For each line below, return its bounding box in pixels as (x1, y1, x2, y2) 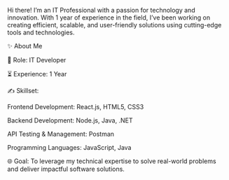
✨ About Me (7, 42, 43, 50)
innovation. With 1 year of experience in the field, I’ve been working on (7, 13, 211, 22)
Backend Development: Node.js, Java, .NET (7, 116, 133, 125)
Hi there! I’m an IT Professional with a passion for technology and (7, 6, 195, 14)
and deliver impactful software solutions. (7, 165, 125, 173)
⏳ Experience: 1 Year (7, 70, 67, 78)
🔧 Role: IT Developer (7, 56, 67, 64)
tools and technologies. (7, 28, 75, 36)
